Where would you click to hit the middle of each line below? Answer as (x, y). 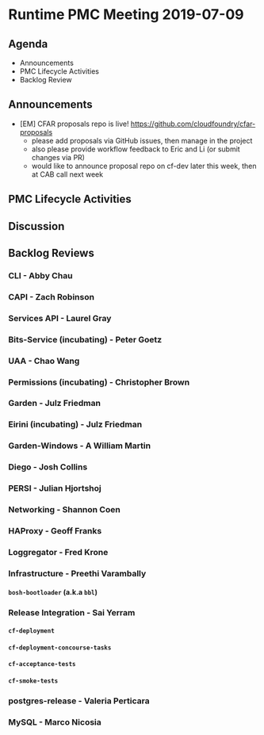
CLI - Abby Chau (40, 275)
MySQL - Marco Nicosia (55, 722)
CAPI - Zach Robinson (52, 297)
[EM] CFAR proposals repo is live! (74, 124)
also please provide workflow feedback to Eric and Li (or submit (136, 149)
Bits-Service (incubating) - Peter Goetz (85, 339)
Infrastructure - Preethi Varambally (77, 573)
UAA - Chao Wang (44, 361)
